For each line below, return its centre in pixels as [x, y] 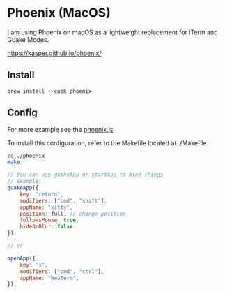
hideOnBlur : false [46, 227]
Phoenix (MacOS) [59, 13]
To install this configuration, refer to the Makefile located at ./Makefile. [108, 143]
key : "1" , [34, 265]
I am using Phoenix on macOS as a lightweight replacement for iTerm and [113, 32]
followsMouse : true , [49, 220]
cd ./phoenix [26, 156]
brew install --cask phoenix [49, 91]
